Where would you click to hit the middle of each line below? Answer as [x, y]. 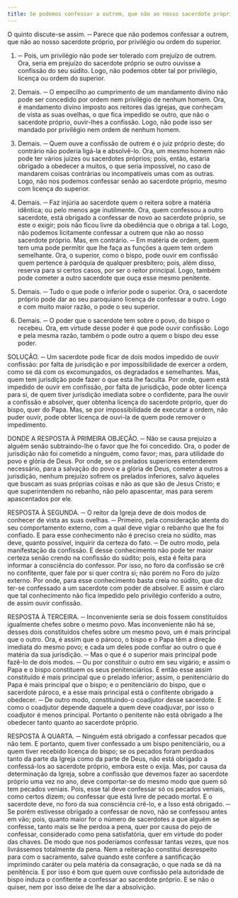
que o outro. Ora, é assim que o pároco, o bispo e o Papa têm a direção [112, 639]
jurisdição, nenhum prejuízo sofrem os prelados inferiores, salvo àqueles [113, 476]
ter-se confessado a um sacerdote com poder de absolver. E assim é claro [116, 588]
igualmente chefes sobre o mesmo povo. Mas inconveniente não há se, [111, 624]
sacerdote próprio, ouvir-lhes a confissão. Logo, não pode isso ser [115, 122]
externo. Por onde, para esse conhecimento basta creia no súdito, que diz [115, 580]
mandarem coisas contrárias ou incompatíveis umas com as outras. [116, 173]
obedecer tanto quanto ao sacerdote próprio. [73, 722]
